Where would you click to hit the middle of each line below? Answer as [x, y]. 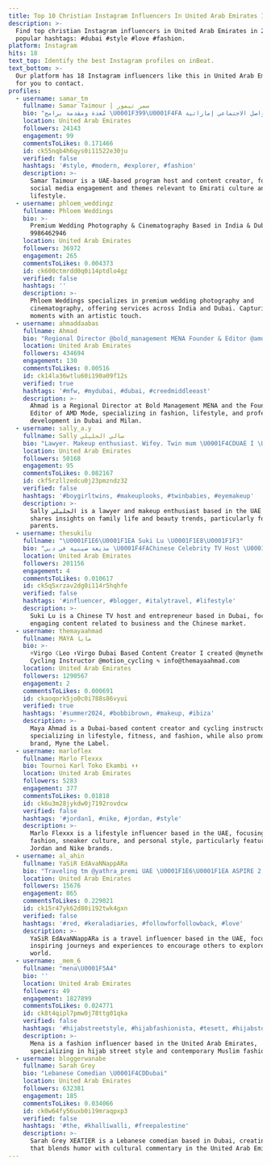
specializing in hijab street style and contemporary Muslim [135, 1051]
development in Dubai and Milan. [86, 421]
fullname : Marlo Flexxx [63, 758]
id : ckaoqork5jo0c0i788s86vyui [75, 699]
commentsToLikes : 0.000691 [68, 691]
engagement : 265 [50, 256]
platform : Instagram [43, 46]
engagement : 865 [50, 894]
